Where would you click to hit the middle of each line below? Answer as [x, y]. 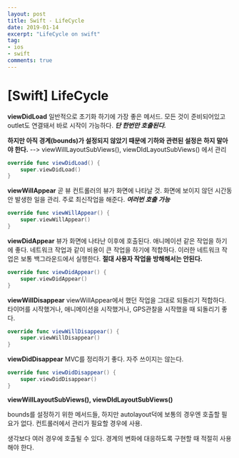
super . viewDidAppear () [54, 279]
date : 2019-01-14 [33, 27]
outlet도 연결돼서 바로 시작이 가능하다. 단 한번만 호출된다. [87, 125]
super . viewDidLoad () [51, 169]
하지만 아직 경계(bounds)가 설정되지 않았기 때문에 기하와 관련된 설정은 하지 [111, 141]
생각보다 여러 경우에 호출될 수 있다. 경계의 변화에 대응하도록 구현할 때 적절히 [113, 438]
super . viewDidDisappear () [59, 380]
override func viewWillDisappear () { [63, 331]
